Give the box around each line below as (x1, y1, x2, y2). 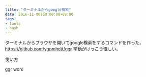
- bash (5, 26, 19, 31)
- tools (5, 21, 21, 26)
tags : (5, 16, 16, 21)
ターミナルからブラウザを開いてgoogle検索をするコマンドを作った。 (5, 40, 144, 46)
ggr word (5, 66, 24, 72)
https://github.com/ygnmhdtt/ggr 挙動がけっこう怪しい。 (5, 46, 121, 52)
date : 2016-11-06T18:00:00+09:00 (5, 12, 74, 17)
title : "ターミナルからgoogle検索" (5, 7, 71, 12)
